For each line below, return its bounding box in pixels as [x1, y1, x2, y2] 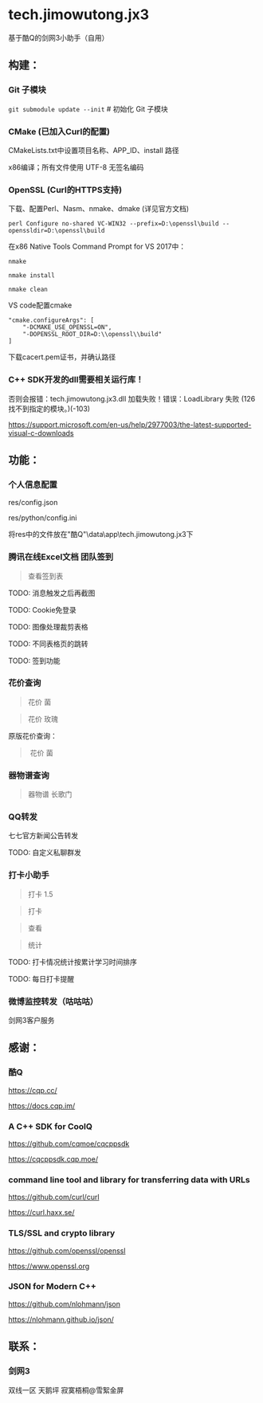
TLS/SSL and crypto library [8, 1228, 116, 1239]
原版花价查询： [8, 731, 57, 740]
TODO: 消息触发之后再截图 [8, 588, 96, 598]
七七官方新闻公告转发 [8, 831, 78, 841]
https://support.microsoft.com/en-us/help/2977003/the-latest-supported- [8, 420, 252, 429]
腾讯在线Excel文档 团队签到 [8, 551, 114, 562]
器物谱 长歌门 [27, 790, 73, 799]
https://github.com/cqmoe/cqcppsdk [8, 1138, 130, 1148]
